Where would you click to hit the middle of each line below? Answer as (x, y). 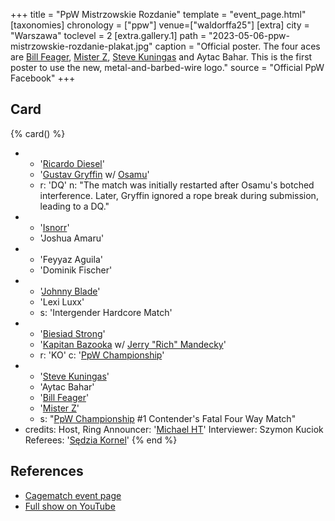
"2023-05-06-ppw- (249, 35)
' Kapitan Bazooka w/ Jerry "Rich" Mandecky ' (133, 344)
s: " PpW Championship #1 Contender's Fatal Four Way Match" (168, 418)
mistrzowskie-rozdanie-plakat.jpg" (81, 46)
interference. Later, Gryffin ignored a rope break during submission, (179, 195)
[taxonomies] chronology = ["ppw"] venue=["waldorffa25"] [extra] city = (160, 25)
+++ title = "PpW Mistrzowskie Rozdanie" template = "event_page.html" (158, 14)
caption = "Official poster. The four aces (237, 46)
